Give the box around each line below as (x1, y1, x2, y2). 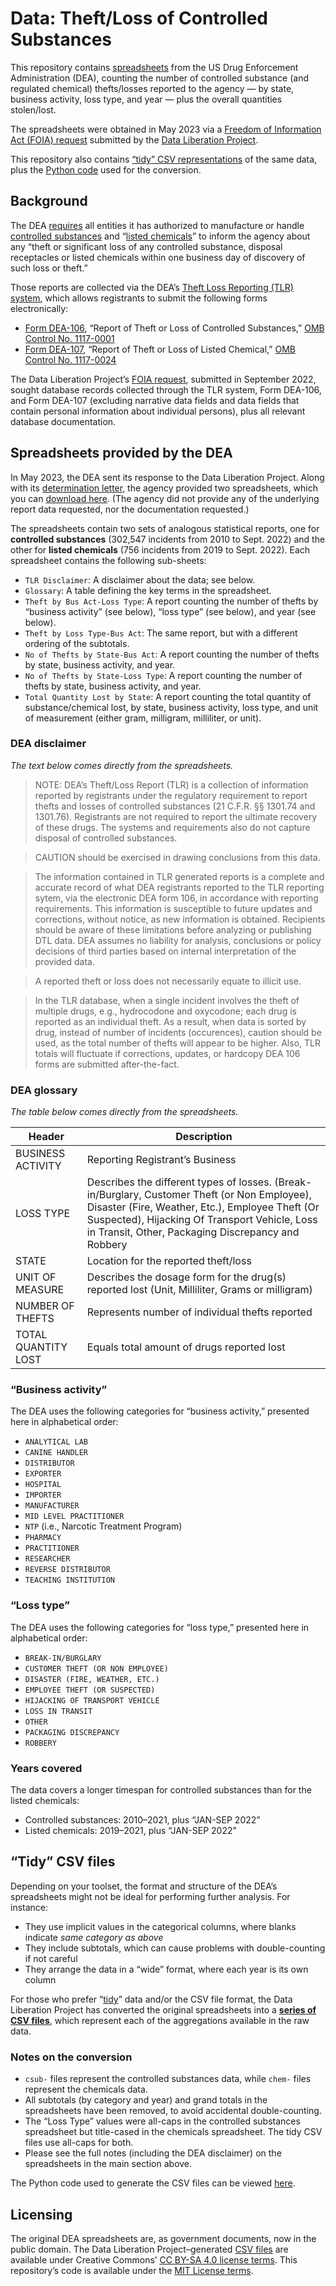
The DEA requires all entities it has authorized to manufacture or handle (10, 219, 305, 231)
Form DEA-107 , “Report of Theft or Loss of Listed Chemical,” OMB (24, 343, 296, 355)
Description (175, 1130, 233, 1144)
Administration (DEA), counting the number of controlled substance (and (10, 72, 309, 84)
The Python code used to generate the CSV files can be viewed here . (10, 2177, 296, 2189)
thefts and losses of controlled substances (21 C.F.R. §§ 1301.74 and (34, 800, 316, 812)
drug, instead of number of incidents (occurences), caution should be (34, 1026, 322, 1038)
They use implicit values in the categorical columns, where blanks (24, 1920, 297, 1932)
